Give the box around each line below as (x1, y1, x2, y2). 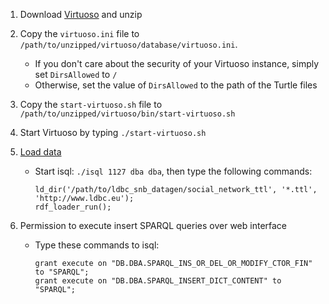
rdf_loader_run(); (34, 202, 112, 212)
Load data (19, 146, 62, 158)
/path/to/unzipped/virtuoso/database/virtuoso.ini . (19, 39, 238, 50)
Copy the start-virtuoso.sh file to (19, 99, 163, 110)
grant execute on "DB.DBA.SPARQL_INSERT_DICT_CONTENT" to (34, 276, 282, 286)
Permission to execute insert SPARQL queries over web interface (19, 220, 288, 231)
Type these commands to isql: (34, 239, 160, 251)
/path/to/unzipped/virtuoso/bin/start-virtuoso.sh (19, 109, 236, 119)
